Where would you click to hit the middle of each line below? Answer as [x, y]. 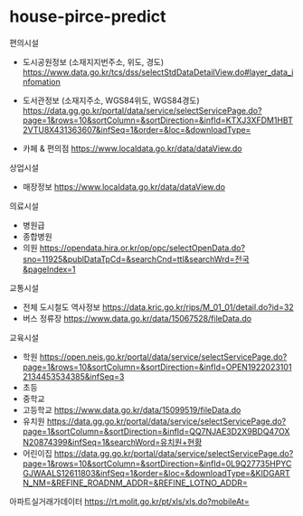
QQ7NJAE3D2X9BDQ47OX [239, 431]
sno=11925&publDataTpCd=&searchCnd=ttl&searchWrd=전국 [136, 258]
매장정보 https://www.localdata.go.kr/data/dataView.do [124, 186]
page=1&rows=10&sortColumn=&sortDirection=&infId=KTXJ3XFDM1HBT [158, 120]
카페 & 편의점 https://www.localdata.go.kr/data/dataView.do [132, 148]
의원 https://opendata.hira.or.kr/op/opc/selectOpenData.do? [134, 248]
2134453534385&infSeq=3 [73, 376]
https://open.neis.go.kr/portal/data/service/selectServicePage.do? [163, 357]
